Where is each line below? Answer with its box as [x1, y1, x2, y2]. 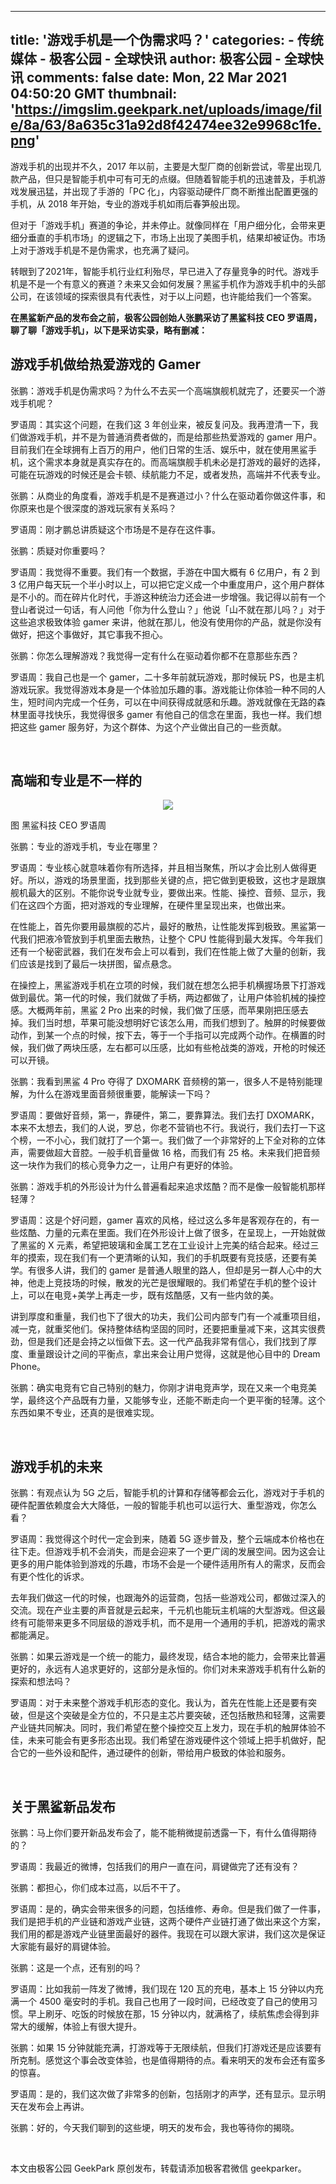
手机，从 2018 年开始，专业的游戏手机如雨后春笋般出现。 [10, 197, 246, 210]
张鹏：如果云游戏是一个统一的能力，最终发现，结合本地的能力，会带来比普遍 [10, 1651, 326, 1663]
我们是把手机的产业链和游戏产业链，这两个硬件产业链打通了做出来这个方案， [10, 1916, 326, 1928]
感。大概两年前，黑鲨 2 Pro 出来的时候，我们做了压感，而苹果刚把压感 [10, 1004, 300, 1016]
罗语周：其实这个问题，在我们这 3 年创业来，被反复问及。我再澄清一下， [10, 418, 310, 430]
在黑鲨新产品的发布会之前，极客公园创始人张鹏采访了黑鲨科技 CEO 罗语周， [10, 311, 323, 323]
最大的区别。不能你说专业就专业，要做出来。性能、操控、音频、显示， [27, 887, 317, 899]
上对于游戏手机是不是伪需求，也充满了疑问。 [10, 244, 195, 256]
